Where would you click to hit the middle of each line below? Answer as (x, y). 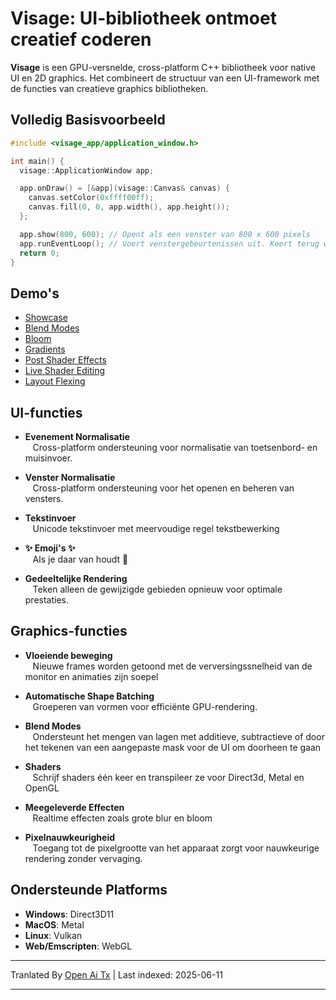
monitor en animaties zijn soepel (91, 676)
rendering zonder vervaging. (83, 858)
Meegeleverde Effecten (74, 807)
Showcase (46, 318)
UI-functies (46, 412)
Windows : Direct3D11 (69, 914)
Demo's (35, 293)
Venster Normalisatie (70, 477)
